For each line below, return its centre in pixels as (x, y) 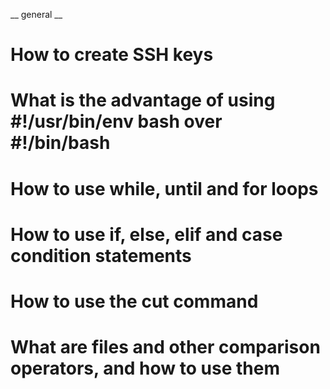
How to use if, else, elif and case (146, 234)
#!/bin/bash (60, 143)
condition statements (101, 255)
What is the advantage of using (143, 100)
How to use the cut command (134, 301)
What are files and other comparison (165, 347)
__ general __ (36, 14)
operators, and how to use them (145, 368)
